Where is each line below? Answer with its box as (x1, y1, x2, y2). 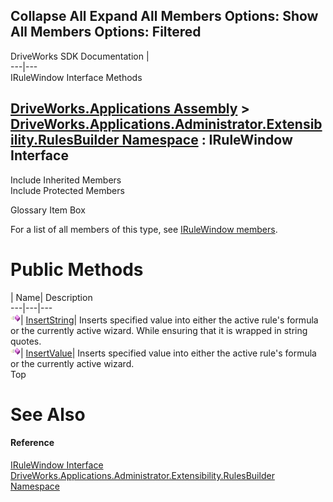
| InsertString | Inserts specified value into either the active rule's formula (20, 314, 319, 326)
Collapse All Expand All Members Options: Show (10, 8, 319, 25)
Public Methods (10, 258, 144, 281)
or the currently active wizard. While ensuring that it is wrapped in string (10, 324, 308, 336)
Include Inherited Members (10, 174, 122, 186)
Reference (10, 437, 55, 449)
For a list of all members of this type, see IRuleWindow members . (10, 223, 278, 235)
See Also (10, 403, 86, 426)
